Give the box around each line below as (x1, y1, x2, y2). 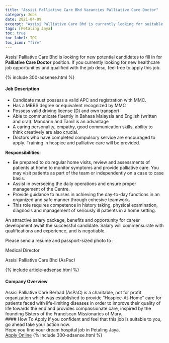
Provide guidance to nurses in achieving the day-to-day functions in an (12, 191, 160, 197)
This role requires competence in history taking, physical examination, (12, 202, 158, 208)
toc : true (5, 31, 26, 36)
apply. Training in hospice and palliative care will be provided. (12, 139, 141, 146)
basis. (12, 175, 25, 181)
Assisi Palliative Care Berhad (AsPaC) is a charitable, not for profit (5, 290, 142, 296)
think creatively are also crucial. (12, 129, 79, 135)
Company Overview (5, 278, 48, 284)
